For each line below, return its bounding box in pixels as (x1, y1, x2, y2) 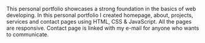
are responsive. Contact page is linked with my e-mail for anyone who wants (6, 24, 199, 31)
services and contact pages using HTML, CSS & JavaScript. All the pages (6, 18, 192, 25)
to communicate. (6, 31, 49, 38)
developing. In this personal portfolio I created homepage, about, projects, (6, 12, 194, 19)
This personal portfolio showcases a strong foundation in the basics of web (6, 5, 196, 12)
